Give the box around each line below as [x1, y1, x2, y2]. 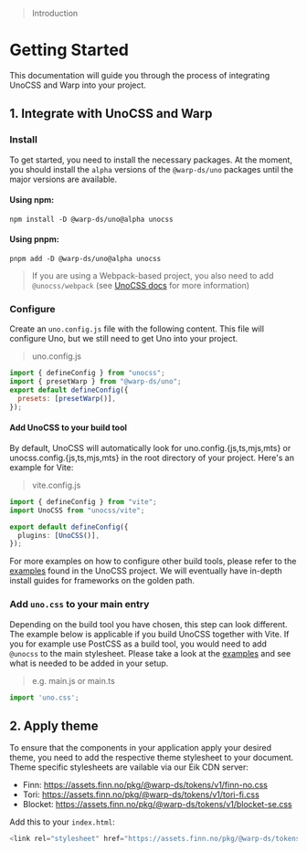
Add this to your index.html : [9, 816, 116, 827]
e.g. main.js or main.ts [31, 675, 116, 686]
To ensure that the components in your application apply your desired [9, 742, 272, 753]
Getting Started [9, 40, 130, 60]
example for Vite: [9, 461, 74, 473]
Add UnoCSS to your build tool [9, 422, 128, 433]
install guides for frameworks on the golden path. [9, 575, 195, 586]
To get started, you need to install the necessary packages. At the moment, [9, 154, 292, 165]
